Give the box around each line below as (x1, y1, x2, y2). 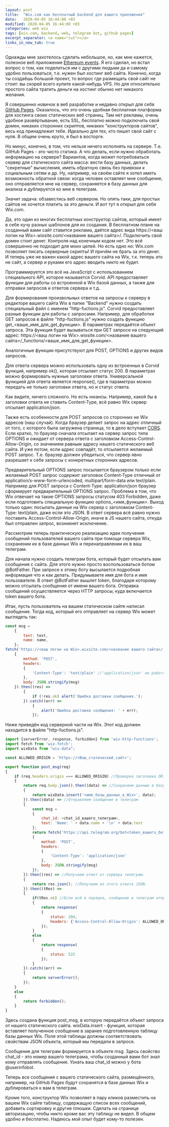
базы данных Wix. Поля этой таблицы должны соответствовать (5, 1033, 142, 1039)
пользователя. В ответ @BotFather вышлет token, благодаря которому (5, 577, 157, 583)
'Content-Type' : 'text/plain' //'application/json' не (32, 670, 150, 675)
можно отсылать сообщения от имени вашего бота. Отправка (5, 583, 139, 589)
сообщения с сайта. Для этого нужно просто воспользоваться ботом (5, 561, 155, 567)
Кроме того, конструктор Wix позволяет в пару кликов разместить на (5, 1095, 156, 1101)
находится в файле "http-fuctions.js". (5, 727, 84, 733)
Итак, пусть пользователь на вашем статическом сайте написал (5, 603, 145, 609)
